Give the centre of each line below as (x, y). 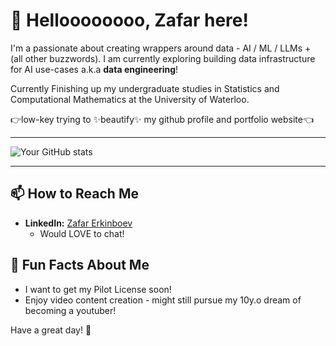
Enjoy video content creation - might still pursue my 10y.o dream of (163, 300)
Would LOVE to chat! (82, 233)
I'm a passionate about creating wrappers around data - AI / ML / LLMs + (161, 48)
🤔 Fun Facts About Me (80, 265)
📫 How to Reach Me (74, 194)
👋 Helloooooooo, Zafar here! (129, 20)
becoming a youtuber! (70, 310)
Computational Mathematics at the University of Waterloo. (130, 99)
